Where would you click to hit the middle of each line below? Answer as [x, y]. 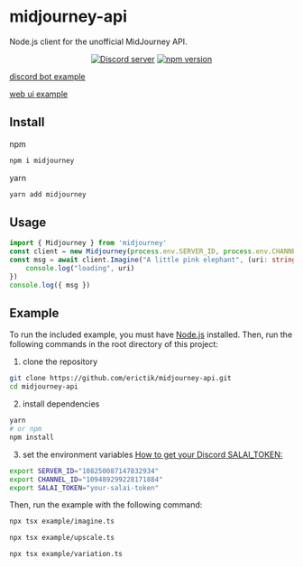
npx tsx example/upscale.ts [62, 538]
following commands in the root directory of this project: [114, 344]
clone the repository [60, 361]
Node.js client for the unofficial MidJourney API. [98, 41]
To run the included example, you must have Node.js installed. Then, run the [151, 334]
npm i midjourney [42, 160]
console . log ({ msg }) [50, 285]
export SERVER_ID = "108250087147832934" [84, 471]
